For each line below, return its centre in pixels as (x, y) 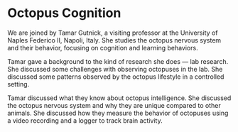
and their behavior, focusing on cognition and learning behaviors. (103, 48)
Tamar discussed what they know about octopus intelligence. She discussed (119, 98)
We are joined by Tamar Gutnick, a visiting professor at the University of (113, 33)
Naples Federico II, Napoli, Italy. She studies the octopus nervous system (114, 40)
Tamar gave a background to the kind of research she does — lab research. (118, 61)
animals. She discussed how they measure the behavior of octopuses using (118, 113)
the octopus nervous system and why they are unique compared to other (114, 105)
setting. (18, 84)
